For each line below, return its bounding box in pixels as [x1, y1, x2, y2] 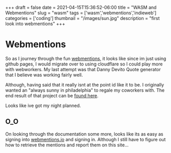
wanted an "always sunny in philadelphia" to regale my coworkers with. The [5, 87, 165, 93]
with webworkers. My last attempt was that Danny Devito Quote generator [5, 66, 161, 72]
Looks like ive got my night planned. [5, 102, 81, 108]
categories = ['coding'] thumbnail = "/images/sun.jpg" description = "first [5, 15, 160, 21]
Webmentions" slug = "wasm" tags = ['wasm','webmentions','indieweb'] [5, 10, 157, 16]
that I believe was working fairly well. [5, 72, 83, 78]
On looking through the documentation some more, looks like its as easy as [5, 130, 163, 137]
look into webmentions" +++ [5, 20, 65, 27]
